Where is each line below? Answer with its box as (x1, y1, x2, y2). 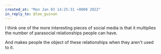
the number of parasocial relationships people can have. (5, 30, 118, 36)
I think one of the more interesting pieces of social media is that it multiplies (5, 25, 156, 30)
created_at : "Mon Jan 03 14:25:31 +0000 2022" (5, 7, 101, 12)
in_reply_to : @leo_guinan (5, 12, 57, 16)
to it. (5, 44, 14, 50)
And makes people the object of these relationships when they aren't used (5, 39, 154, 45)
